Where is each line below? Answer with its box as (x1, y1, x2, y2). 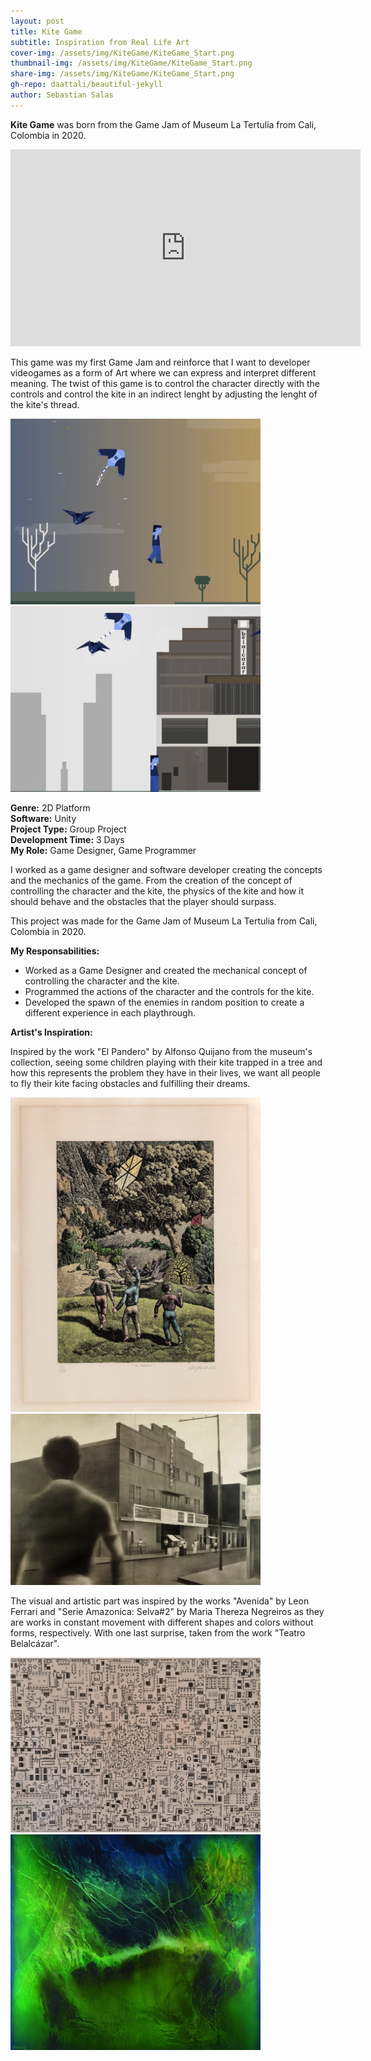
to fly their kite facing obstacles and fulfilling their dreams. (10, 1078, 251, 1090)
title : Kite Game (10, 26, 83, 37)
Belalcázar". (10, 1637, 60, 1649)
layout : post (10, 16, 65, 26)
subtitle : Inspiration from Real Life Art (10, 37, 190, 47)
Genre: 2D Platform (10, 802, 91, 814)
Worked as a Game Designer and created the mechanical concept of (24, 965, 308, 977)
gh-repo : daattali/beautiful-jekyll (10, 80, 163, 90)
